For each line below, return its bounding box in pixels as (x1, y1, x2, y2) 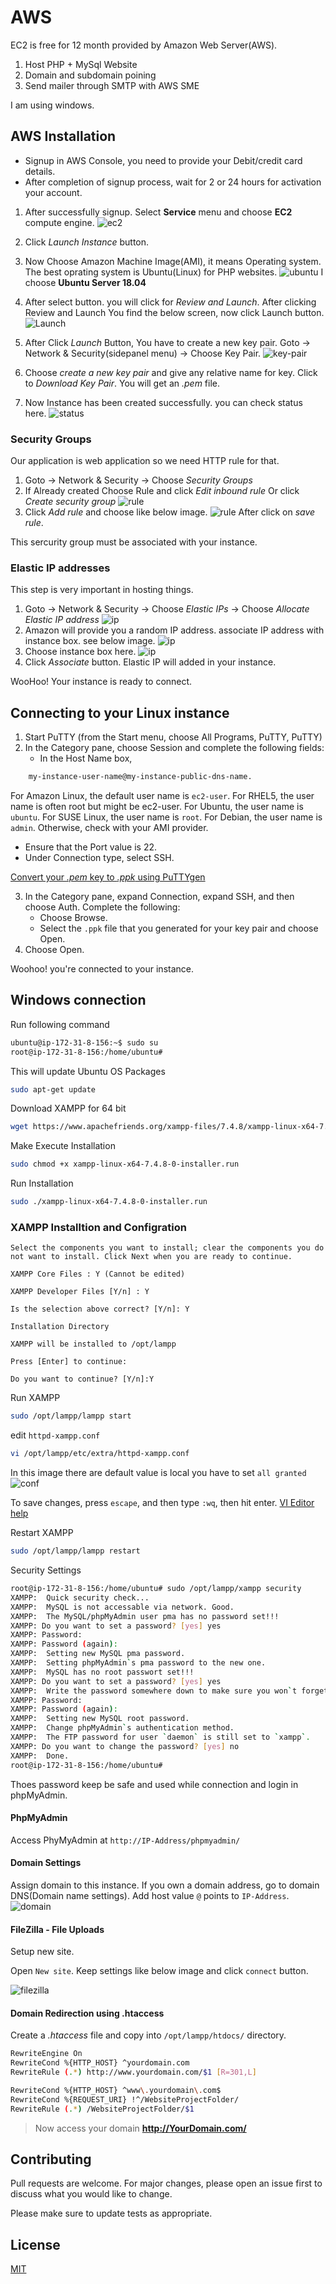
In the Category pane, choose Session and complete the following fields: (24, 742, 325, 754)
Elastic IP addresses (10, 561, 111, 575)
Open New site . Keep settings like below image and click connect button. (10, 1965, 309, 1977)
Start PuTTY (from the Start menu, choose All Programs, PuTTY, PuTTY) (24, 731, 323, 743)
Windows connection (10, 992, 147, 1009)
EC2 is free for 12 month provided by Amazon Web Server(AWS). (10, 39, 278, 51)
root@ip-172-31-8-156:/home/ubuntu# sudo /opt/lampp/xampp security (10, 1584, 302, 1594)
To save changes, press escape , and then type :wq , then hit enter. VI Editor (10, 1497, 315, 1509)
